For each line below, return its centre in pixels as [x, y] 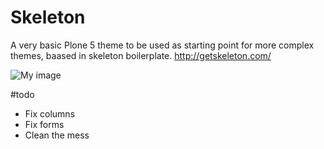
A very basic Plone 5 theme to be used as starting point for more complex [162, 45]
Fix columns [50, 113]
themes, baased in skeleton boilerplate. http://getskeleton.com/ [141, 55]
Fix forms [44, 124]
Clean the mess [57, 135]
